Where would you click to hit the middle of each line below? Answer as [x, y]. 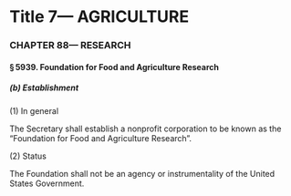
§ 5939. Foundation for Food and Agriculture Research [114, 67]
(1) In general [34, 110]
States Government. [47, 183]
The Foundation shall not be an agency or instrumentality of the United [142, 173]
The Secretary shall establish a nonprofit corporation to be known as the [145, 129]
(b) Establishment [44, 88]
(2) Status [28, 156]
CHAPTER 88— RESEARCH [70, 46]
